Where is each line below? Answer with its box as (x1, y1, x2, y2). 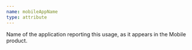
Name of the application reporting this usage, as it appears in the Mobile (6, 30, 186, 37)
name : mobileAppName (6, 8, 59, 15)
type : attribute (6, 14, 47, 20)
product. (6, 37, 28, 44)
